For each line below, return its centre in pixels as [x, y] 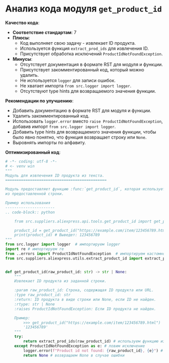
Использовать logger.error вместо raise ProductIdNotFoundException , [88, 121]
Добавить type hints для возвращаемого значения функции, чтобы [84, 132]
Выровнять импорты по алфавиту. [49, 142]
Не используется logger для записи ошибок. [68, 80]
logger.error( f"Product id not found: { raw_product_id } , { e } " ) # [93, 350]
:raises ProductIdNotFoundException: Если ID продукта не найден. [85, 309]
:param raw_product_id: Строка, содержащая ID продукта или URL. [84, 290]
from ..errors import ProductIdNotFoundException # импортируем [75, 254]
